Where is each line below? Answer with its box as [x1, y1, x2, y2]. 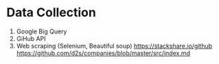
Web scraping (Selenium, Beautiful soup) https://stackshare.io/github [16, 42, 213, 50]
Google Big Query [16, 27, 67, 35]
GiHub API [16, 34, 46, 42]
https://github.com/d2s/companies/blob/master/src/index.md [16, 49, 190, 57]
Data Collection [6, 5, 97, 20]
